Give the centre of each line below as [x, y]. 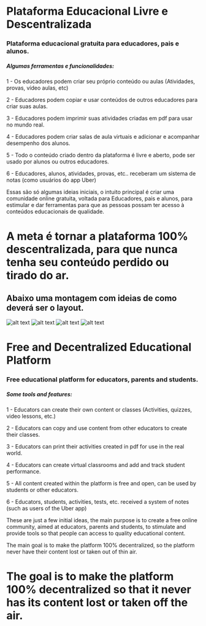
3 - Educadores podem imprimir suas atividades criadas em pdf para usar [100, 119]
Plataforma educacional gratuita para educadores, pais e [93, 44]
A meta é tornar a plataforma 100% [97, 236]
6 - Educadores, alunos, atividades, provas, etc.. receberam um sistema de [101, 174]
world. [14, 453]
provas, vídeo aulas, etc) [37, 88]
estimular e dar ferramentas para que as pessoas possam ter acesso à [95, 205]
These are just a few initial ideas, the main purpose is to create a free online [102, 520]
